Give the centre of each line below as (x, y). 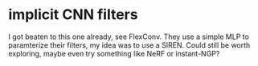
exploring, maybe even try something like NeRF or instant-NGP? (114, 53)
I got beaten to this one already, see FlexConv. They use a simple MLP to (129, 37)
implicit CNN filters (73, 15)
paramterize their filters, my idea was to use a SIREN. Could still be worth (129, 45)
